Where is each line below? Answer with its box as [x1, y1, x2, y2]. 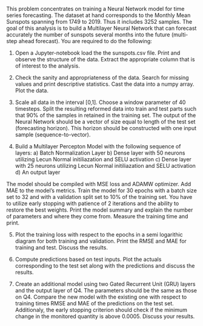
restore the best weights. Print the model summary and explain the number [6, 206, 193, 213]
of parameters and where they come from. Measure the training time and [6, 213, 188, 220]
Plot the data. [15, 87, 48, 94]
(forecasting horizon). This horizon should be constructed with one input [15, 125, 197, 131]
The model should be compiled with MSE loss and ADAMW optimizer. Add [6, 181, 191, 187]
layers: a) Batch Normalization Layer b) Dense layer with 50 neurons [15, 149, 185, 156]
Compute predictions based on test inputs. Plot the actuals [15, 255, 162, 263]
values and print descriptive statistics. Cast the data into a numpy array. [15, 80, 195, 88]
